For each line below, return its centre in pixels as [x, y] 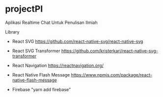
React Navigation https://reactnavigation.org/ [58, 65]
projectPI [24, 9]
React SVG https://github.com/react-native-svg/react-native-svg [78, 41]
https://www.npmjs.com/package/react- [111, 75]
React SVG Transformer [36, 51]
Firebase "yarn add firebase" [41, 89]
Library [12, 32]
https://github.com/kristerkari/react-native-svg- [109, 51]
